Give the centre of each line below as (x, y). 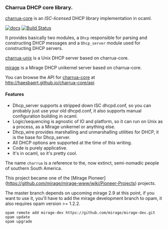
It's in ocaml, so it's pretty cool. (45, 153)
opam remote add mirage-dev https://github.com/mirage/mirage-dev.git (80, 212)
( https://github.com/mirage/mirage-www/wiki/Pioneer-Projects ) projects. (80, 183)
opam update (17, 217)
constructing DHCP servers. (34, 48)
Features (14, 94)
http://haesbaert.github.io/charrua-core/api (50, 83)
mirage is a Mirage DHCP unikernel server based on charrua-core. (73, 68)
